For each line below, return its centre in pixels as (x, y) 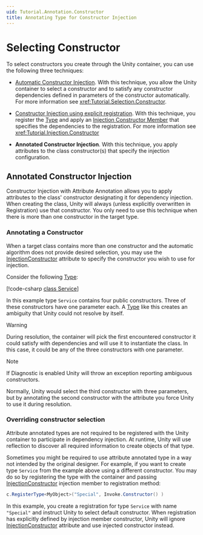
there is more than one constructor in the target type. (73, 217)
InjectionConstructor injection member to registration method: (84, 483)
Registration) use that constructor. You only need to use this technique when (102, 210)
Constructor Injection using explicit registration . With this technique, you (105, 113)
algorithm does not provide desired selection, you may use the (84, 252)
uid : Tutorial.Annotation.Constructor (55, 12)
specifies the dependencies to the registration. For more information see (105, 126)
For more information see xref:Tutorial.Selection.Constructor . (91, 102)
